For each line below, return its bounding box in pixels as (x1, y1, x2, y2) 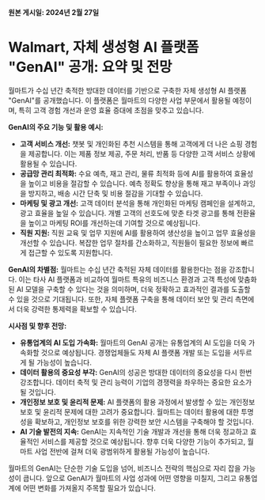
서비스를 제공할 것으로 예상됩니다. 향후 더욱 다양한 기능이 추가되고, (40, 437, 246, 446)
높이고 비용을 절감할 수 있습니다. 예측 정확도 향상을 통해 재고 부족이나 (28, 178, 241, 188)
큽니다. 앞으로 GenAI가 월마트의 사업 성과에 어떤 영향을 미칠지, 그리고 (22, 473, 237, 483)
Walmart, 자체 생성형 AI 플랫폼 (8, 39, 199, 56)
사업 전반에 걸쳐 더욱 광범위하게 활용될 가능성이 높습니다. (34, 446, 210, 456)
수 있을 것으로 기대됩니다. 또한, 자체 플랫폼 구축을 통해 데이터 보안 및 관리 (8, 294, 233, 304)
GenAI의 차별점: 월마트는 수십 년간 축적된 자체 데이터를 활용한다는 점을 (8, 264, 228, 274)
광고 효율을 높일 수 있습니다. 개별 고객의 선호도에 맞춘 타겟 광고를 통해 (19, 208, 235, 218)
